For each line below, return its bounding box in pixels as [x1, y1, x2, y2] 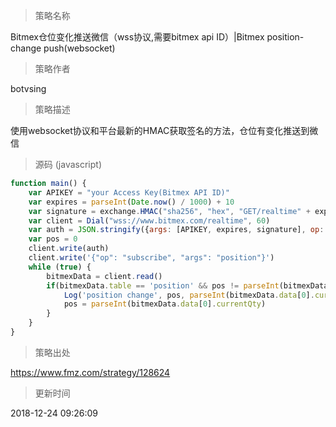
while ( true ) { [28, 262, 92, 272]
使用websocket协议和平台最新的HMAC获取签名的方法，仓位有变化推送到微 [10, 125, 319, 136]
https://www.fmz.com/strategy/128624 [10, 366, 171, 378]
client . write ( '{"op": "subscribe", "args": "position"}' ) [28, 253, 275, 263]
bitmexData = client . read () [46, 271, 163, 281]
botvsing [10, 83, 47, 94]
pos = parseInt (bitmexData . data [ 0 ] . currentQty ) [63, 299, 267, 309]
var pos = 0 [28, 234, 78, 244]
